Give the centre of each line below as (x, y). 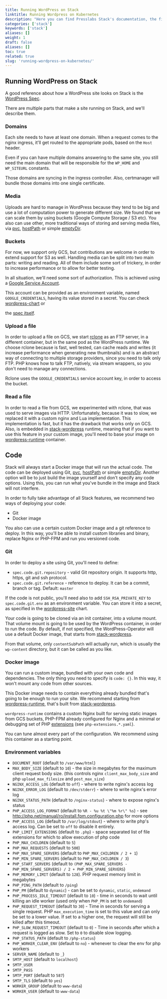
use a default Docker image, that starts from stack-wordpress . (69, 634)
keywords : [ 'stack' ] (27, 28)
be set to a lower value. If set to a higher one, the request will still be (82, 917)
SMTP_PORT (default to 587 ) (38, 976)
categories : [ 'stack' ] (29, 24)
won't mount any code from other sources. (49, 683)
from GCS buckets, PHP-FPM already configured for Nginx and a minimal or (83, 719)
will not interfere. (22, 488)
